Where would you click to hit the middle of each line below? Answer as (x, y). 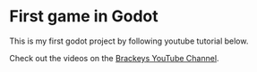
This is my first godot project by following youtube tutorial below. (129, 41)
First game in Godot (84, 16)
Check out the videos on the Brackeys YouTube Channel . (114, 58)
